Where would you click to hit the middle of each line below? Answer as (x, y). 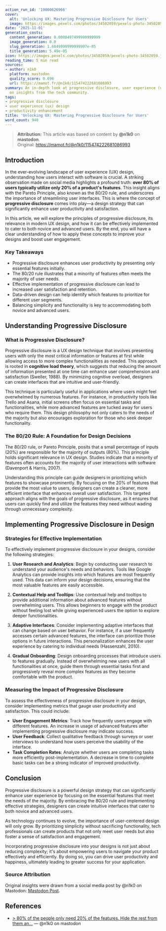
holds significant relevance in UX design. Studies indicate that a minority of (82, 457)
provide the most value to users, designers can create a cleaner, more (76, 488)
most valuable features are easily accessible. (58, 585)
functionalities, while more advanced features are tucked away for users (79, 407)
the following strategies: (30, 555)
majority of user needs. (36, 279)
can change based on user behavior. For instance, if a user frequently (83, 630)
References (23, 906)
